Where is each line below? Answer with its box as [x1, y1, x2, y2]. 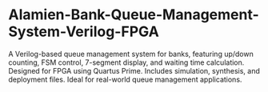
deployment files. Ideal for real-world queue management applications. [8, 74, 242, 84]
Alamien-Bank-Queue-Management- [8, 6, 260, 24]
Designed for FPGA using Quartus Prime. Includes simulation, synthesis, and [8, 66, 260, 75]
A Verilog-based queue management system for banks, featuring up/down [8, 49, 254, 58]
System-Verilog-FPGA [8, 22, 160, 41]
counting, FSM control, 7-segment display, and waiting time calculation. [8, 58, 245, 67]
